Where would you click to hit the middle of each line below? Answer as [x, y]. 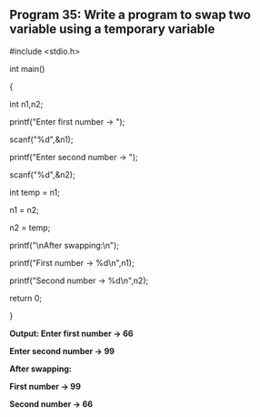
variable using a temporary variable [112, 30]
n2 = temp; [30, 228]
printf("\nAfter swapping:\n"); [65, 245]
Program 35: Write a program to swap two [130, 15]
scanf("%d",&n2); [42, 174]
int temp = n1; [35, 192]
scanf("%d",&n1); [41, 139]
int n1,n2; [26, 104]
